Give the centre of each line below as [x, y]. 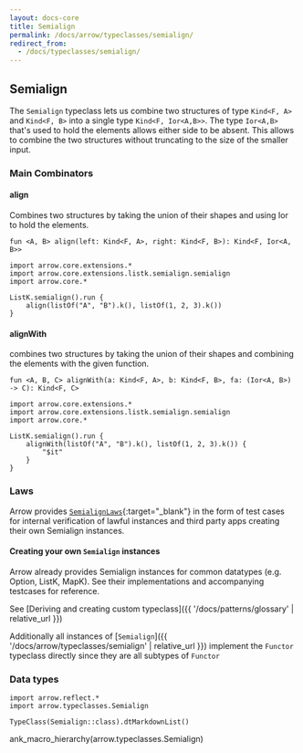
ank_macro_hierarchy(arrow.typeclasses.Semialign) [106, 739]
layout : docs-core [44, 18]
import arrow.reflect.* [55, 698]
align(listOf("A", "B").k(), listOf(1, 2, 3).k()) [124, 306]
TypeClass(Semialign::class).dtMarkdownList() [99, 722]
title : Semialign [42, 26]
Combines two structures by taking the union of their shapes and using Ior [149, 215]
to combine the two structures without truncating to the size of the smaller [149, 140]
